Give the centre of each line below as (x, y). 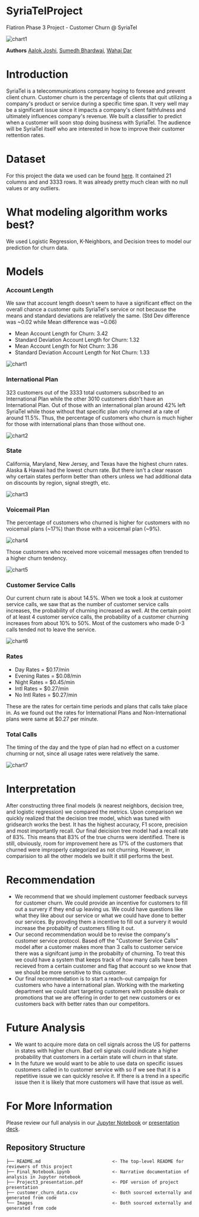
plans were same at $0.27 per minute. (52, 719)
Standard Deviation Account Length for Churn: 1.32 (77, 340)
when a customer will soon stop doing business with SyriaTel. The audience (99, 122)
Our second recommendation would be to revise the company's (92, 934)
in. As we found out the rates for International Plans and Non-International (96, 712)
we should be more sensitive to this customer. (71, 972)
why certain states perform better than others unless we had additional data (99, 476)
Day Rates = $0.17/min (42, 669)
